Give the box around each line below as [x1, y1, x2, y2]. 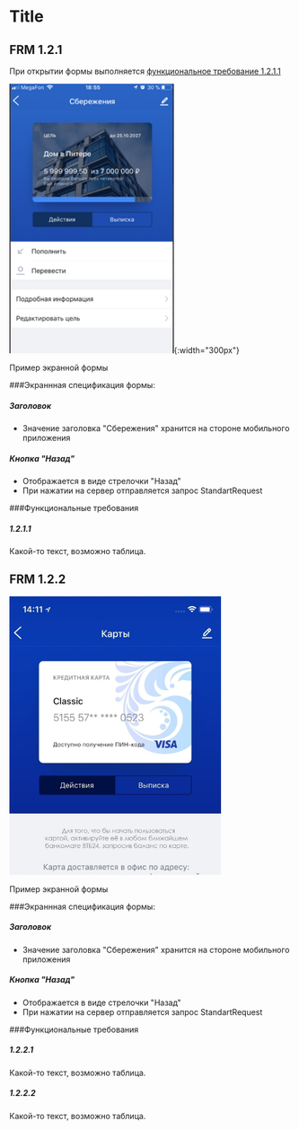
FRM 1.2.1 [9, 42, 63, 57]
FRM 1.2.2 [9, 572, 66, 587]
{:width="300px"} [173, 345, 240, 356]
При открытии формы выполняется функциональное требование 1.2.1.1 [9, 66, 281, 76]
